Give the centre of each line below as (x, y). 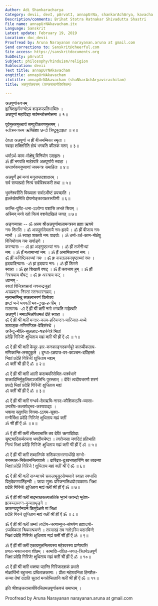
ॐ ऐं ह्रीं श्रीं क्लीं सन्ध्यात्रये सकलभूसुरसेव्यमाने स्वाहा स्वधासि (51, 476)
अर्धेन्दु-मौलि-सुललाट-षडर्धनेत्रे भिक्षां (33, 331)
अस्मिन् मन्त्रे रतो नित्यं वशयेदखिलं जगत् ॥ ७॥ (41, 214)
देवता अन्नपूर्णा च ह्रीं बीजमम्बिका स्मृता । (35, 140)
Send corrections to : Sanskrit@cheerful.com (52, 47)
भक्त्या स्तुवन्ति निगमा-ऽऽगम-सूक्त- (32, 412)
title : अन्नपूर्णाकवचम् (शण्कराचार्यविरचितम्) (39, 84)
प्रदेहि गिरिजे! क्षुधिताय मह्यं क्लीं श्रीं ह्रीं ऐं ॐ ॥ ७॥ (42, 487)
